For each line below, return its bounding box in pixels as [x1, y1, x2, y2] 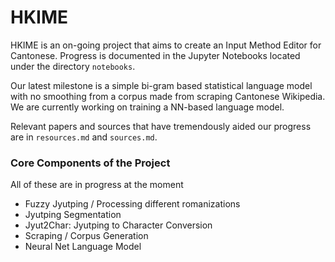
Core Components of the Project [10, 156, 171, 170]
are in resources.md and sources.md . [10, 131, 158, 143]
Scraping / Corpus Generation [24, 230, 149, 242]
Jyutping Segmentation [24, 209, 122, 221]
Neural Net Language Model [24, 241, 142, 253]
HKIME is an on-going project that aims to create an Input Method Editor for [10, 39, 322, 51]
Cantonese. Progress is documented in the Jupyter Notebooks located [10, 49, 301, 61]
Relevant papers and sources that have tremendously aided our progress [10, 120, 312, 132]
